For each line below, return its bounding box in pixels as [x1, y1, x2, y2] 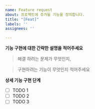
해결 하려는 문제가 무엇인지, [17, 56, 71, 62]
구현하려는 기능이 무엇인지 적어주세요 [17, 67, 90, 73]
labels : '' [5, 21, 28, 27]
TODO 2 [12, 93, 29, 99]
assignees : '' [5, 26, 35, 31]
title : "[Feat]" [5, 17, 39, 22]
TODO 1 [12, 87, 28, 93]
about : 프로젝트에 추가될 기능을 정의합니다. [5, 12, 85, 17]
